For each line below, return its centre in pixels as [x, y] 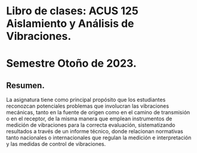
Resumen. [25, 85]
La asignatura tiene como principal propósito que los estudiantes [86, 100]
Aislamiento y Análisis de [70, 24]
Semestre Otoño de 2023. [72, 63]
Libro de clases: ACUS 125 [72, 11]
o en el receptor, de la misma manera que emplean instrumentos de [89, 119]
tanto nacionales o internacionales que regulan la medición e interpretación [99, 138]
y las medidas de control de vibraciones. [56, 144]
